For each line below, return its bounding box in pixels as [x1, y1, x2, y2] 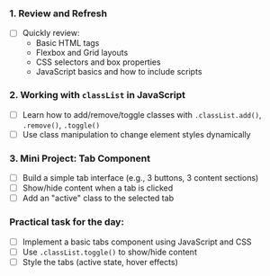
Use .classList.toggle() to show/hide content [22, 246, 198, 257]
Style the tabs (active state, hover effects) [22, 256, 178, 267]
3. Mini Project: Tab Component [9, 152, 151, 165]
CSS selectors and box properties [35, 57, 161, 67]
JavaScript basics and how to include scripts [35, 67, 202, 77]
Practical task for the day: [9, 216, 124, 228]
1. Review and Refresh [9, 7, 108, 20]
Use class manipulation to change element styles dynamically [22, 129, 251, 139]
